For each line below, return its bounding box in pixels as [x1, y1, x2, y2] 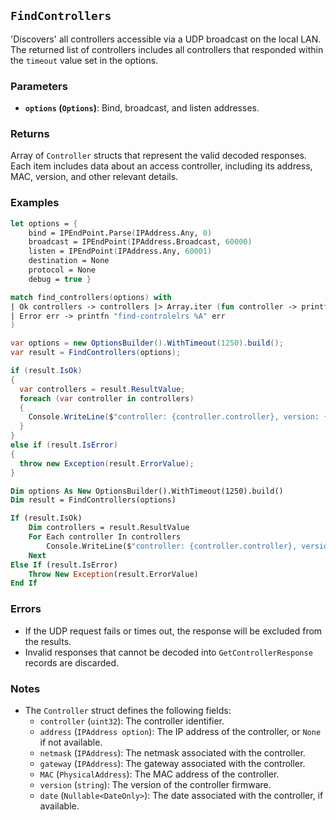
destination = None [28, 256, 110, 266]
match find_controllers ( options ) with [10, 292, 172, 302]
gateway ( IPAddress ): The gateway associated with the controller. [39, 757, 306, 769]
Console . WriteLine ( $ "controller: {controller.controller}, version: [28, 412, 320, 422]
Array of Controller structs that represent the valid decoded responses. [10, 150, 307, 162]
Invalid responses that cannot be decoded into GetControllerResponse [24, 646, 313, 658]
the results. [24, 635, 72, 647]
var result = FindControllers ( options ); [10, 348, 182, 358]
